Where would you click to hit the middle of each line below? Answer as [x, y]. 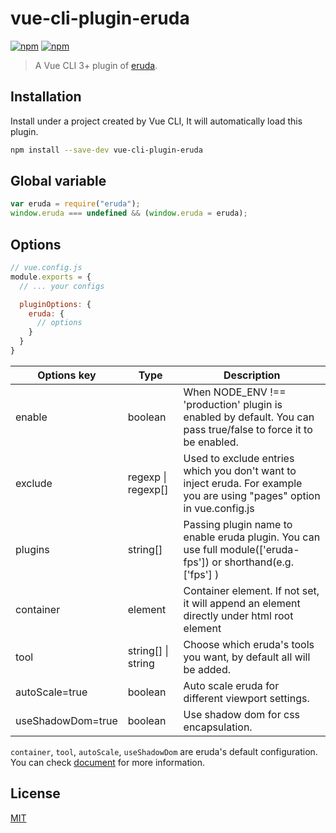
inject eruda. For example [243, 483]
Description [252, 375]
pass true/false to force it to [248, 429]
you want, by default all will [247, 657]
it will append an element [242, 603]
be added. [207, 669]
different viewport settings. [246, 698]
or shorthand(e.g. [252, 562]
